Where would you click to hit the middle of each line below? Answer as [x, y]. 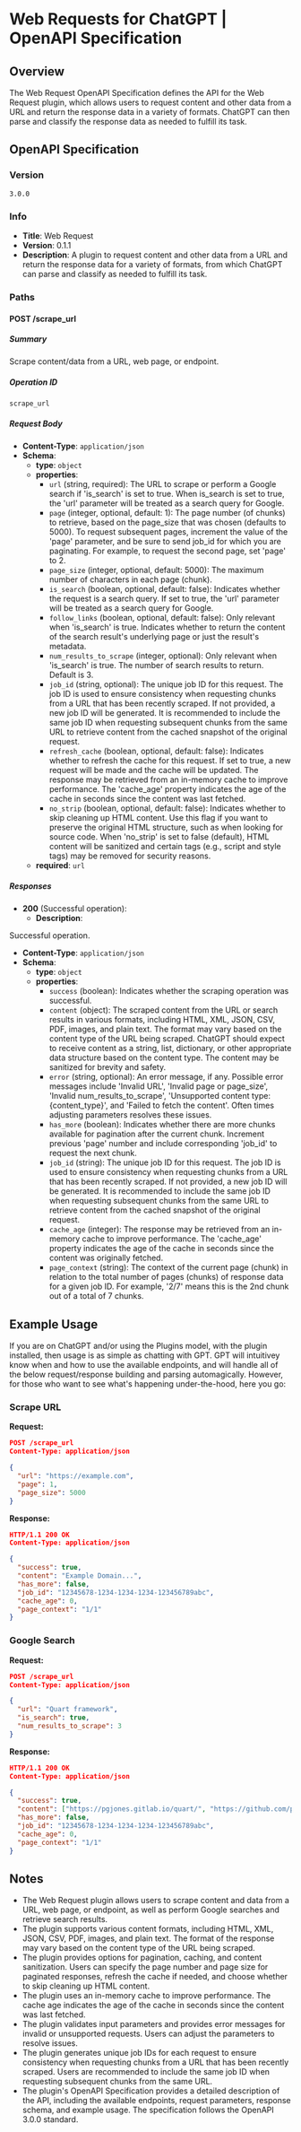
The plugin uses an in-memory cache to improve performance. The [146, 1996]
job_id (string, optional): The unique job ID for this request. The [166, 684]
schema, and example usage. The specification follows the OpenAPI [148, 2110]
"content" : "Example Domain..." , [80, 1576]
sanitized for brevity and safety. [107, 1067]
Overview [37, 71]
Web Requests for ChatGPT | [118, 19]
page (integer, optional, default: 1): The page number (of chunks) [167, 513]
